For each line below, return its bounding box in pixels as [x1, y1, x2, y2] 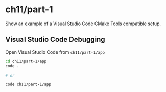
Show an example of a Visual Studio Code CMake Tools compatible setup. [5, 20, 161, 27]
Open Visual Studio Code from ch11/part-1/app [5, 49, 105, 55]
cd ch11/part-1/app [5, 59, 47, 64]
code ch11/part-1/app [5, 82, 52, 87]
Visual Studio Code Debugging [5, 35, 106, 44]
